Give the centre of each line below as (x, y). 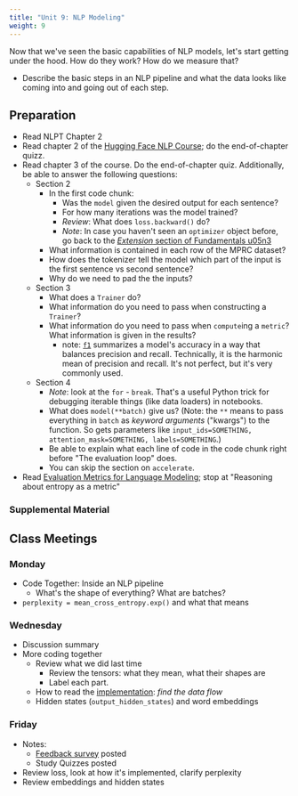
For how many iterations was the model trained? (150, 212)
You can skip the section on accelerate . (121, 467)
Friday (23, 725)
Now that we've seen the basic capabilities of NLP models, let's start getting (149, 51)
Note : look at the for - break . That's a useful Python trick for (159, 392)
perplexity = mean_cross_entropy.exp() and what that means (135, 602)
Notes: (34, 743)
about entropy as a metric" (71, 487)
